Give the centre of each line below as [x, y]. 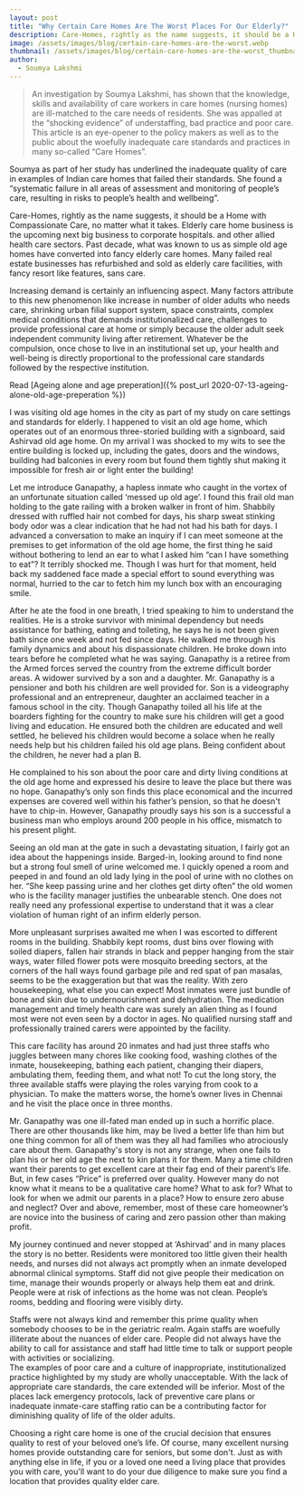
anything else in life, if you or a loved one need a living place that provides [148, 1462]
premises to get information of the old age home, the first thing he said [141, 544]
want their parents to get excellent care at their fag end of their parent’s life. [150, 1169]
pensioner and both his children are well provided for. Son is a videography [149, 687]
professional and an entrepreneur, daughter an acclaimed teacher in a [139, 696]
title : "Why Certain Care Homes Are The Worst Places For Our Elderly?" [149, 26]
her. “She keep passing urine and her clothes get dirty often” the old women [151, 885]
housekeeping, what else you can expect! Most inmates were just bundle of [150, 989]
